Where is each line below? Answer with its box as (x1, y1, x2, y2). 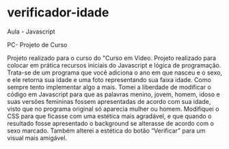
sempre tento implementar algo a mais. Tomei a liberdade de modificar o (7, 83, 212, 91)
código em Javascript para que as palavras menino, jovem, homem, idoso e (7, 90, 220, 98)
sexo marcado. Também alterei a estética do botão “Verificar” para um (7, 126, 206, 135)
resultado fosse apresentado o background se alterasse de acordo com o (7, 119, 214, 127)
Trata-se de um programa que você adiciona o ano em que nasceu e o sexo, (7, 68, 222, 77)
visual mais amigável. (7, 133, 67, 141)
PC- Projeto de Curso (7, 40, 68, 49)
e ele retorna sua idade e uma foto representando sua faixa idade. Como (7, 75, 212, 83)
